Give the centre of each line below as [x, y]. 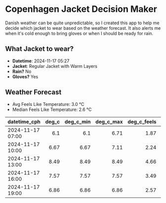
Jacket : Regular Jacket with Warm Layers [55, 66]
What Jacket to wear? [40, 49]
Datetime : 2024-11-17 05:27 [41, 61]
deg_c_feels [142, 121]
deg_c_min [78, 121]
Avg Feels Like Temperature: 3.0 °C [48, 104]
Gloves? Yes [25, 76]
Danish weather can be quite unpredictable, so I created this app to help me [82, 23]
